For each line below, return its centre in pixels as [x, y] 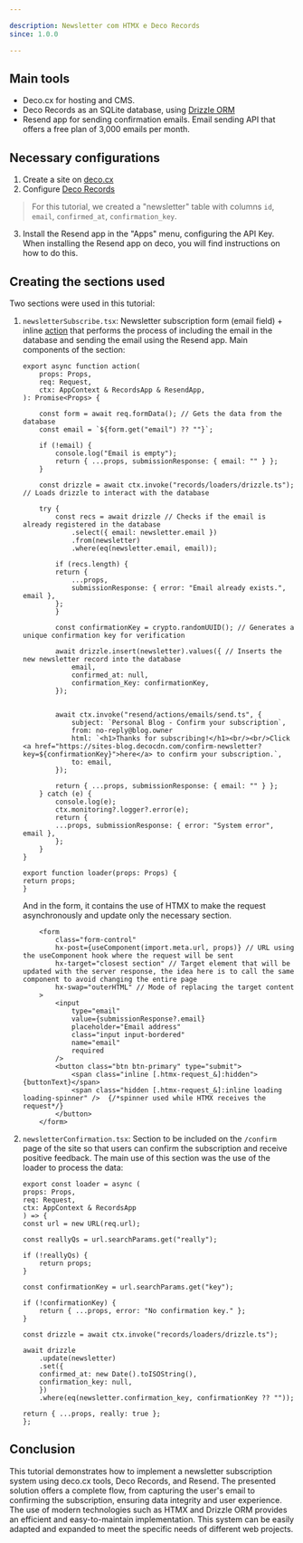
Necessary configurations [85, 158]
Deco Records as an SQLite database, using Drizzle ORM [128, 110]
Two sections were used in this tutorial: [82, 303]
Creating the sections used [87, 281]
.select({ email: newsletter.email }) [144, 532]
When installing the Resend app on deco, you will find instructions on [151, 243]
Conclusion [43, 1449]
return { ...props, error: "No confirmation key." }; [142, 1310]
